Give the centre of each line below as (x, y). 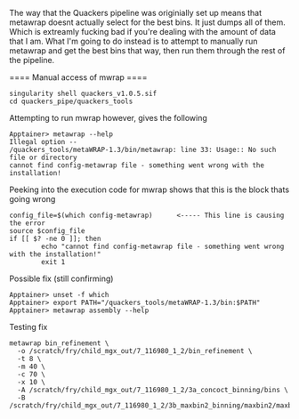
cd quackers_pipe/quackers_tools (71, 101)
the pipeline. (32, 60)
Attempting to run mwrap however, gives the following (108, 118)
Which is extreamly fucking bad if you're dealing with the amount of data (142, 32)
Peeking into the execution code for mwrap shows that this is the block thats (149, 189)
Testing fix (28, 327)
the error (28, 223)
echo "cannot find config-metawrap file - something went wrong (163, 246)
